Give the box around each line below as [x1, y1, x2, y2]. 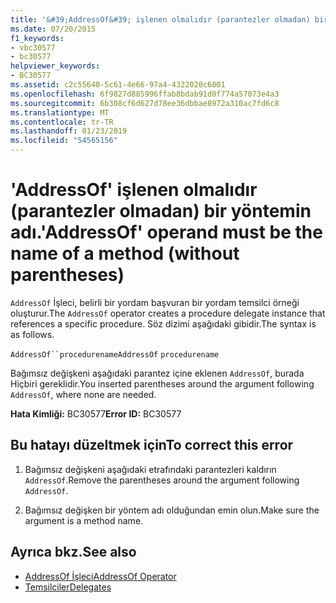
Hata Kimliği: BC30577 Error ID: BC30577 [10, 407, 182, 420]
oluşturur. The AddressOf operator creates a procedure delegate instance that [10, 307, 326, 319]
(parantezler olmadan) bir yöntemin [10, 200, 312, 223]
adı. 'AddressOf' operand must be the [10, 221, 323, 244]
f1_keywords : [10, 33, 65, 43]
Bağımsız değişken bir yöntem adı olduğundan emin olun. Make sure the [24, 504, 320, 516]
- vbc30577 [10, 42, 56, 53]
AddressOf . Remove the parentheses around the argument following [24, 474, 300, 486]
